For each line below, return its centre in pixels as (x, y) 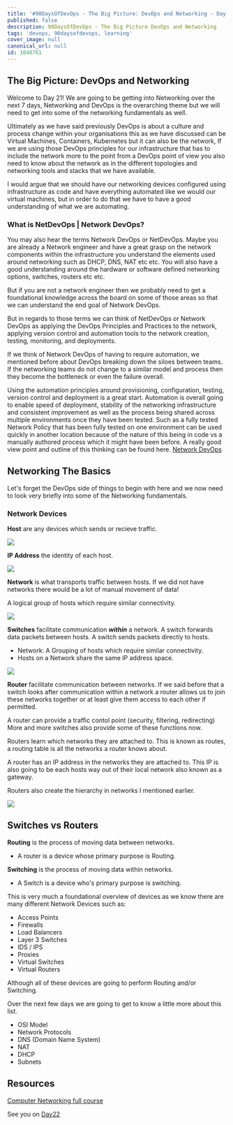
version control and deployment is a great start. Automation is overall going (115, 397)
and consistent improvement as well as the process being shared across (111, 412)
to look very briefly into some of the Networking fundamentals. (98, 496)
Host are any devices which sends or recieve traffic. (82, 529)
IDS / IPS (30, 947)
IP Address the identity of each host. (60, 556)
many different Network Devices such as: (67, 904)
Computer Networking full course (55, 1101)
